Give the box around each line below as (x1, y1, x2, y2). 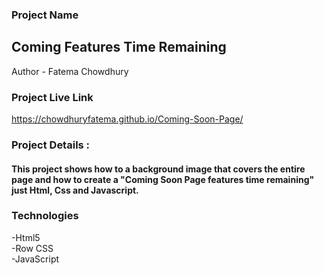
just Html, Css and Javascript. (11, 184, 139, 196)
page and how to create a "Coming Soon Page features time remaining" (11, 173, 315, 185)
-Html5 (11, 231, 41, 243)
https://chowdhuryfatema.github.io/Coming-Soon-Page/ (11, 113, 244, 125)
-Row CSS (11, 242, 54, 254)
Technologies (11, 209, 79, 223)
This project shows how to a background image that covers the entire (11, 163, 306, 175)
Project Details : (11, 138, 91, 152)
